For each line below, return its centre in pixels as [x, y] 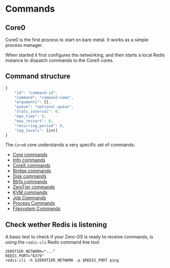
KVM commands [30, 192]
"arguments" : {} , [33, 102]
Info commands [29, 160]
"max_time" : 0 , [30, 116]
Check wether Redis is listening [56, 225]
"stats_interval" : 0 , [37, 112]
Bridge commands [32, 171]
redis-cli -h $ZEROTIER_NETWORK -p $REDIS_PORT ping [62, 260]
